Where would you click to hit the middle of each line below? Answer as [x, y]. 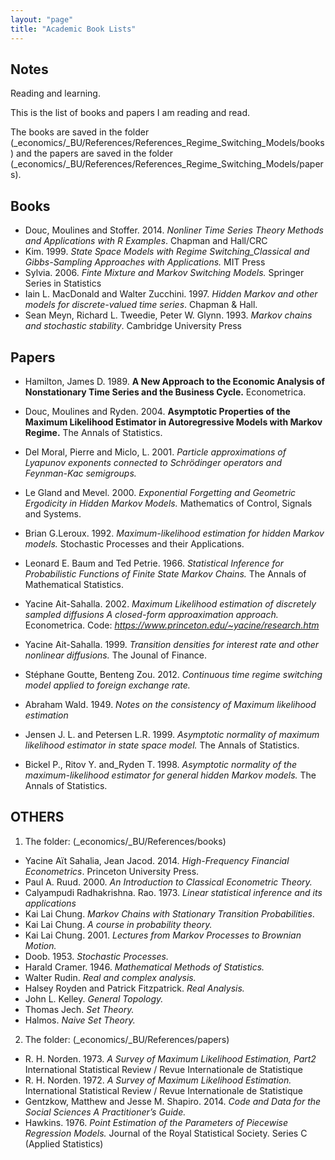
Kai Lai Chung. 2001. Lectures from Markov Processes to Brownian [163, 935]
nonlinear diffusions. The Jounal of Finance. [115, 655]
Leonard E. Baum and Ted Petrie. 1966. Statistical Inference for [154, 563]
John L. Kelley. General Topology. [94, 998]
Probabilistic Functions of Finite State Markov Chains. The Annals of [165, 573]
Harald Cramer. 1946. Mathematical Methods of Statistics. [144, 967]
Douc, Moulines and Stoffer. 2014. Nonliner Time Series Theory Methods [174, 230]
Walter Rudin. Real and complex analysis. [110, 977]
